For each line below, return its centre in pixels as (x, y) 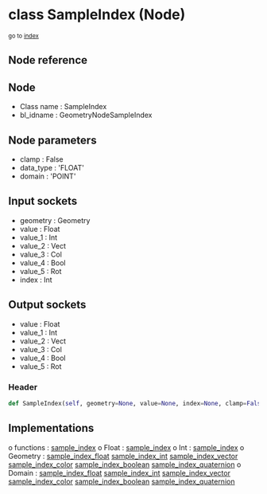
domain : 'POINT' (48, 176)
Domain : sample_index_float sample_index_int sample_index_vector (119, 472)
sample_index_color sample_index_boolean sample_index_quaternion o (125, 465)
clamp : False (41, 159)
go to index (24, 36)
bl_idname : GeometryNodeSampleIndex (86, 115)
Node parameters (52, 140)
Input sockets (43, 201)
